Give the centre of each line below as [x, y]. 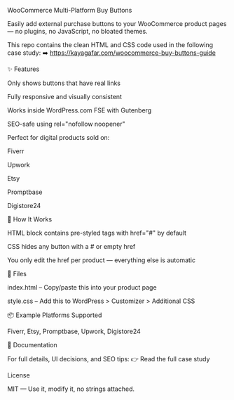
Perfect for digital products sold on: [58, 137]
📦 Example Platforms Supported [55, 315]
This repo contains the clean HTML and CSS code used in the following [110, 45]
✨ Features [23, 69]
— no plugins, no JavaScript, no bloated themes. [78, 31]
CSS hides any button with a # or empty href [71, 246]
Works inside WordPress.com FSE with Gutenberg [80, 110]
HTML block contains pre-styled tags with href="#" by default [97, 233]
